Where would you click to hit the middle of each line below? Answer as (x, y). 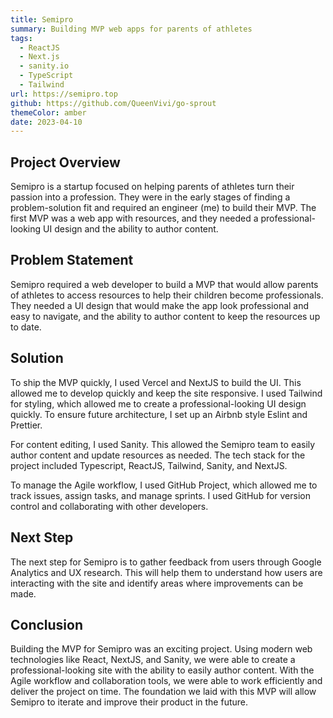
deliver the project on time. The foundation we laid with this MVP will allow (163, 692)
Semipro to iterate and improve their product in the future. (129, 702)
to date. (26, 327)
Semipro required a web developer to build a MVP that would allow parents (164, 284)
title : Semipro (42, 19)
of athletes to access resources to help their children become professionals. (167, 295)
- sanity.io (44, 66)
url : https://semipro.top (64, 94)
